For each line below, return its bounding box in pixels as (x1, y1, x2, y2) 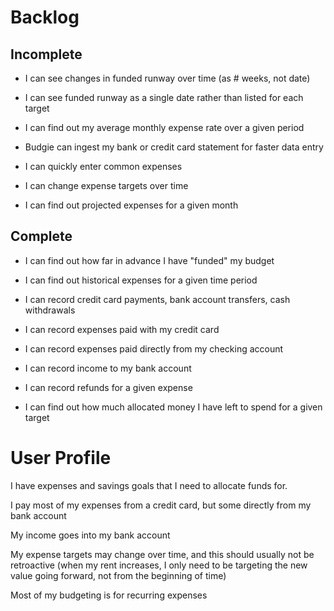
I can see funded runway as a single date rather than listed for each (24, 92, 304, 103)
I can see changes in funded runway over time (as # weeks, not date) (24, 72, 311, 84)
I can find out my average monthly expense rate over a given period (24, 122, 305, 133)
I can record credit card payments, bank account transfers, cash (24, 293, 291, 305)
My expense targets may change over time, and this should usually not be (10, 548, 315, 560)
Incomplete (10, 46, 83, 63)
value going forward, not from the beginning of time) (10, 569, 227, 581)
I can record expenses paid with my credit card (24, 323, 220, 335)
